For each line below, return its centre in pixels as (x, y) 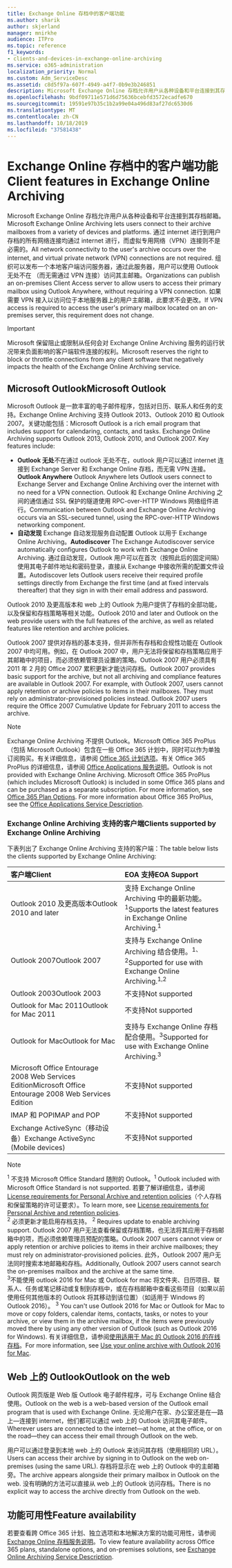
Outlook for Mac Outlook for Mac (63, 1040)
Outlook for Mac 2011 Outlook (59, 1006)
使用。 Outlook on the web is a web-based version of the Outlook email (108, 1404)
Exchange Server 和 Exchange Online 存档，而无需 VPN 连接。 (120, 469)
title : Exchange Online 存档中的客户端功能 (66, 14)
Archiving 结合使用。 (158, 952)
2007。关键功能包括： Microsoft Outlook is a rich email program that (104, 424)
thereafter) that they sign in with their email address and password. (113, 591)
